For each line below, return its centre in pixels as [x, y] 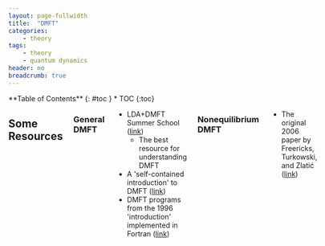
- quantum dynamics [55, 61]
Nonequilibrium [228, 119]
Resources [36, 136]
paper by [296, 139]
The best [154, 139]
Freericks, [298, 148]
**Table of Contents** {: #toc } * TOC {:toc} [81, 98]
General [89, 119]
